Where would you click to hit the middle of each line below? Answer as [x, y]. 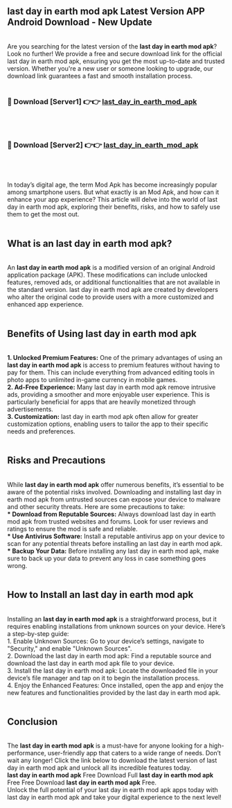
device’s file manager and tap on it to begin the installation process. [104, 678]
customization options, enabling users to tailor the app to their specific [108, 424]
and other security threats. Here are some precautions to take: [96, 506]
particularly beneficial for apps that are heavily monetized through [101, 402]
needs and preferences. [41, 431]
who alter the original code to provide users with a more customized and [111, 297]
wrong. [17, 565]
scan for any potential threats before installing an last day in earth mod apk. [115, 543]
